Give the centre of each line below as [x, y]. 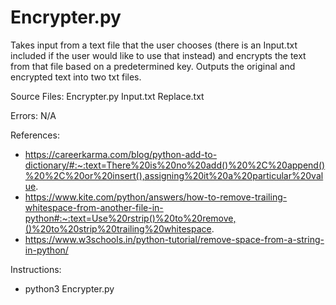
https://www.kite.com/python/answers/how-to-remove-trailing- [156, 197]
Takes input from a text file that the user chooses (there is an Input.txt [154, 45]
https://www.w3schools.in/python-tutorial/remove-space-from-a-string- [174, 239]
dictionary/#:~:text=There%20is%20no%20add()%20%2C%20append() [175, 165]
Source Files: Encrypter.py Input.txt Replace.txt [107, 96]
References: [35, 135]
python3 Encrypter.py [69, 288]
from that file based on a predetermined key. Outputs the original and [153, 66]
